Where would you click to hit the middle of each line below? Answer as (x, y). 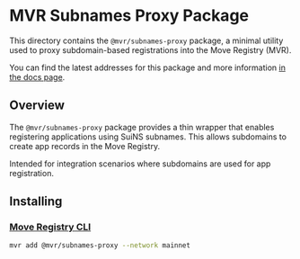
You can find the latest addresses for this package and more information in (147, 67)
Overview (37, 106)
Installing (36, 202)
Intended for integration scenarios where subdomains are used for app (140, 164)
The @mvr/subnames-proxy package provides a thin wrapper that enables (142, 127)
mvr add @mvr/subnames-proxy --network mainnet (100, 246)
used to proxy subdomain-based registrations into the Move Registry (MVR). (150, 49)
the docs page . (37, 76)
